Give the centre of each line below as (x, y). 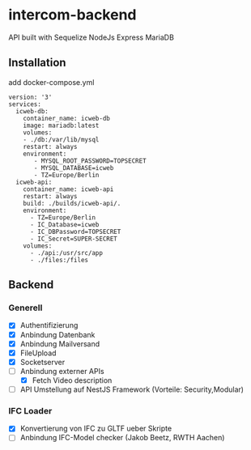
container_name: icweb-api (68, 189)
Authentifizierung (49, 325)
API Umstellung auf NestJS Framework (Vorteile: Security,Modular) (132, 389)
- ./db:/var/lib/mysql (61, 139)
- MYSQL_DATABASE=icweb (74, 168)
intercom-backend (72, 15)
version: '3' (30, 97)
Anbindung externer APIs (62, 371)
